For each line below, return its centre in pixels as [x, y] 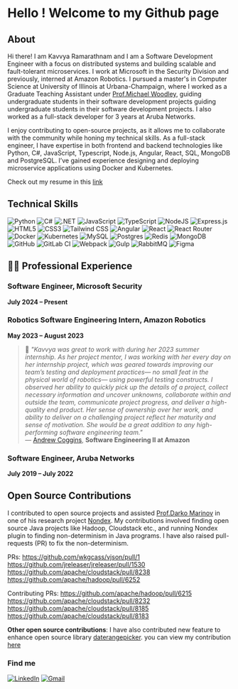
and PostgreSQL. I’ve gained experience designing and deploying [103, 160]
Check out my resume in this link [55, 182]
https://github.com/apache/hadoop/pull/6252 [74, 579]
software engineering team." [101, 432]
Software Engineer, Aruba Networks [71, 458]
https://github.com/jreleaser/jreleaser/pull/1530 [76, 564]
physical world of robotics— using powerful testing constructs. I [119, 379]
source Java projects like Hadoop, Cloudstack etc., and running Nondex [113, 528]
